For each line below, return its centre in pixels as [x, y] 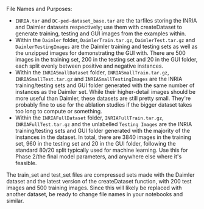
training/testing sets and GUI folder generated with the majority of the [103, 131]
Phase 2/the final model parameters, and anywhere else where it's [98, 157]
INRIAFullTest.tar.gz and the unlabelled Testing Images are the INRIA [104, 124]
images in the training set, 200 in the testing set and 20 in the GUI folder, [106, 59]
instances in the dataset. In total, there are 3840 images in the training [103, 137]
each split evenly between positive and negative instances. [89, 66]
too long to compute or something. [58, 111]
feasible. [26, 163]
